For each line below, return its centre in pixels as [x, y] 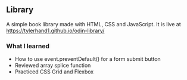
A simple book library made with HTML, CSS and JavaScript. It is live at [93, 24]
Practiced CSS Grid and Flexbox [54, 72]
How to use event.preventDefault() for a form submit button [88, 59]
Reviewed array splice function [53, 66]
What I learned [28, 46]
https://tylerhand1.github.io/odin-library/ [55, 30]
